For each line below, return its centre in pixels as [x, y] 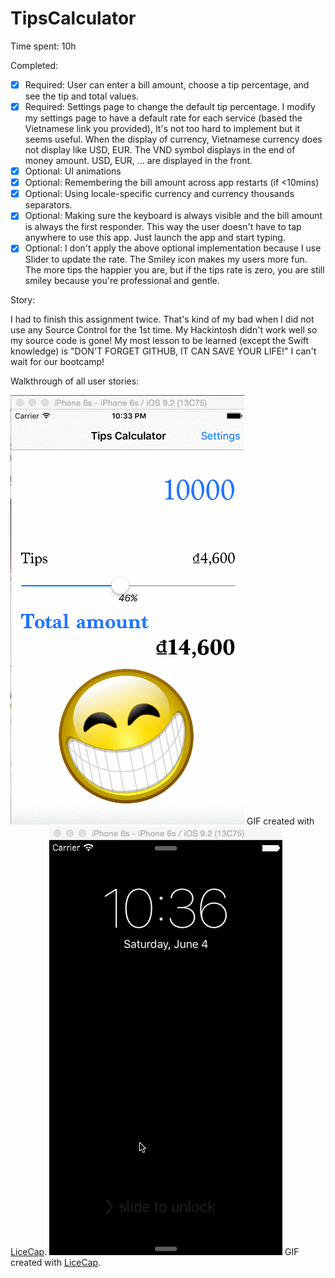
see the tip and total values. [82, 96]
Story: [23, 300]
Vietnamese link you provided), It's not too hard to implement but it [162, 129]
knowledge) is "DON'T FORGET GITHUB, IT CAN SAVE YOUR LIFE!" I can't [163, 351]
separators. [48, 205]
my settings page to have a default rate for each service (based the [163, 118]
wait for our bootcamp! [57, 362]
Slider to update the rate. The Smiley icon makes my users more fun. [166, 259]
